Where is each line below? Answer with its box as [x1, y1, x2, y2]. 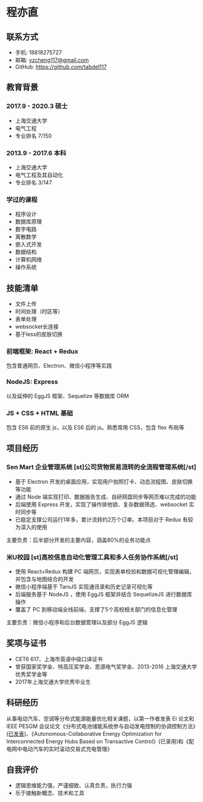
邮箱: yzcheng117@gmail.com [15, 56, 89, 64]
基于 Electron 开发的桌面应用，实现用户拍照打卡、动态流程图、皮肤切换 [15, 477, 193, 485]
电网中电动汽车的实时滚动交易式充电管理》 [6, 745, 113, 752]
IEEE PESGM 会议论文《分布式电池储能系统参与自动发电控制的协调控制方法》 [6, 723, 199, 730]
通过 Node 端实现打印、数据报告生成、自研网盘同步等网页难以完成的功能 [15, 493, 197, 500]
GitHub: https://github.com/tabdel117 [15, 63, 107, 70]
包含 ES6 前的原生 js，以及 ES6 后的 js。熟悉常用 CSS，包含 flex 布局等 [6, 423, 185, 431]
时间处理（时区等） [15, 308, 64, 315]
